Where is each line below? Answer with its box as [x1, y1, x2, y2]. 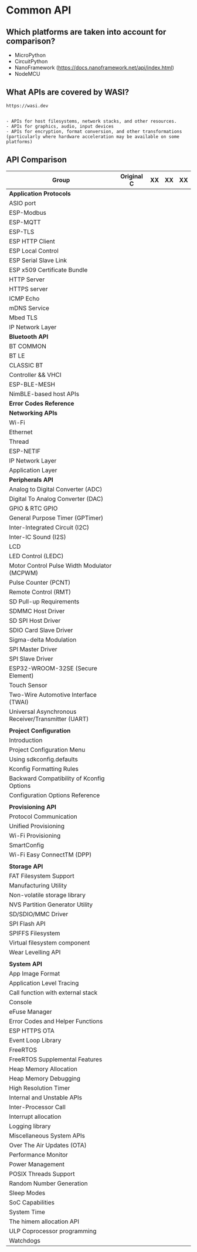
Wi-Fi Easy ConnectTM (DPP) [9, 851, 92, 859]
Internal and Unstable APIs [9, 1093, 82, 1101]
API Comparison [6, 155, 67, 165]
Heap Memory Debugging [9, 1074, 81, 1082]
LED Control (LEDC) [9, 552, 64, 560]
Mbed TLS [9, 313, 38, 322]
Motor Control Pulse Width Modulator [9, 561, 112, 569]
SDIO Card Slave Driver [9, 626, 73, 634]
